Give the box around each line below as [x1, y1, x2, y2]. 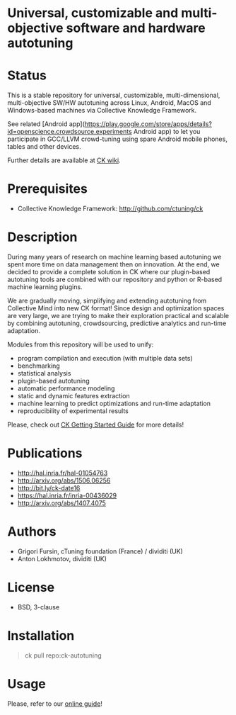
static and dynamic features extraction [17, 392, 130, 400]
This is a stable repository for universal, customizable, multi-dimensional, [7, 91, 220, 100]
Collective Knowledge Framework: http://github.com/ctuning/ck [17, 204, 203, 213]
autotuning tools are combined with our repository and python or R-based [7, 275, 223, 283]
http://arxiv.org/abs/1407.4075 [17, 498, 106, 507]
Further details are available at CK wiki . [7, 156, 122, 164]
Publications [7, 445, 83, 461]
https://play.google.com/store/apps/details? [84, 120, 212, 128]
